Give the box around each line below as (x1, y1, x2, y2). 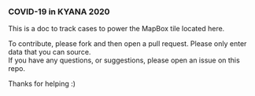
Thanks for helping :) (8, 79, 76, 88)
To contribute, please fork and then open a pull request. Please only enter (8, 39, 247, 48)
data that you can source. (8, 48, 91, 57)
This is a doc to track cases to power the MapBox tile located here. (8, 24, 225, 34)
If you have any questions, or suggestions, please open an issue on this (8, 55, 240, 65)
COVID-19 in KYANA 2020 (8, 6, 110, 17)
